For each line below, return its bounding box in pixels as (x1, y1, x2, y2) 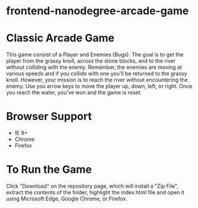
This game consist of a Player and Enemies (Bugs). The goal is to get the (6, 51, 184, 58)
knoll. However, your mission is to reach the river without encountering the (6, 76, 188, 84)
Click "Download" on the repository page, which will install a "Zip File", (6, 182, 179, 190)
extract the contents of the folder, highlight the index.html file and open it (6, 189, 185, 196)
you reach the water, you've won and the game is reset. (6, 89, 142, 96)
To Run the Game (6, 163, 92, 177)
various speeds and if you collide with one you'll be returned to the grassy (6, 70, 188, 77)
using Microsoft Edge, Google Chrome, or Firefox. (6, 195, 127, 202)
